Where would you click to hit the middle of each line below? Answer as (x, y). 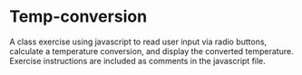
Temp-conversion (78, 17)
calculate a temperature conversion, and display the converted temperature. (151, 51)
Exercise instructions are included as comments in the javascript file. (137, 61)
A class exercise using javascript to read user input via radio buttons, (138, 42)
